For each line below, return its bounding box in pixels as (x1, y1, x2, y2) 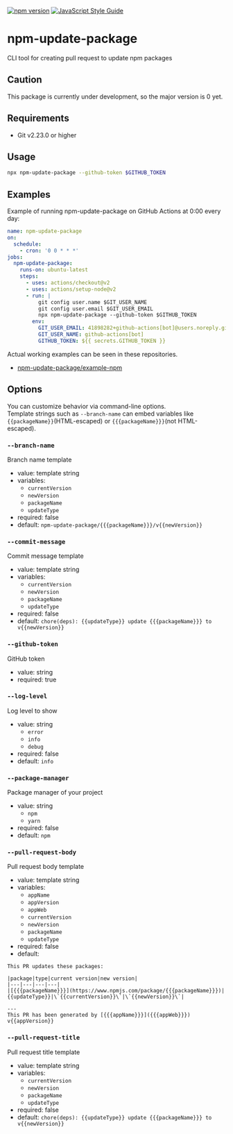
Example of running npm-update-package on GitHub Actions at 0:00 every (7, 207, 221, 215)
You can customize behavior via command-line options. (7, 402, 166, 410)
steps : (19, 273, 39, 280)
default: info (17, 756, 54, 765)
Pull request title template (7, 1048, 80, 1056)
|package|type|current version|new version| (7, 975, 138, 982)
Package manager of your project (7, 788, 103, 797)
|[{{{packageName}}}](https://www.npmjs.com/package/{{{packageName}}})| (7, 988, 225, 995)
